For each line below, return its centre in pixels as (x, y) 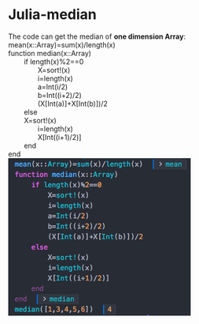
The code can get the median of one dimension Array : (97, 36)
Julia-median (52, 15)
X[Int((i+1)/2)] (59, 137)
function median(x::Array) (50, 53)
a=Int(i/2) (53, 87)
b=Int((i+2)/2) (60, 95)
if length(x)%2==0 (53, 62)
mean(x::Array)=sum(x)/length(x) (62, 44)
